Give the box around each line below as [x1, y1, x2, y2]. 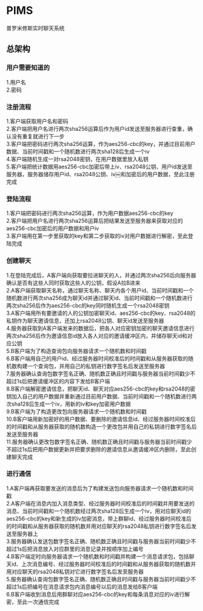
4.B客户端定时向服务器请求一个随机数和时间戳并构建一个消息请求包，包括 [6, 552, 189, 560]
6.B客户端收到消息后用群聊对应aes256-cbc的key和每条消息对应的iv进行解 [6, 590, 190, 598]
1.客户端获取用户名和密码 [6, 117, 68, 125]
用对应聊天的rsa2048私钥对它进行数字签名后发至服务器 [6, 567, 144, 575]
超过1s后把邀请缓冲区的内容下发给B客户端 [6, 377, 111, 385]
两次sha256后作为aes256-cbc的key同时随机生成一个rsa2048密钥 [6, 302, 170, 309]
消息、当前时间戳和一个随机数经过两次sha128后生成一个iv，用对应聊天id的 [6, 507, 192, 515]
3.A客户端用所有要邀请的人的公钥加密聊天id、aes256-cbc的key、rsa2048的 [6, 309, 196, 317]
